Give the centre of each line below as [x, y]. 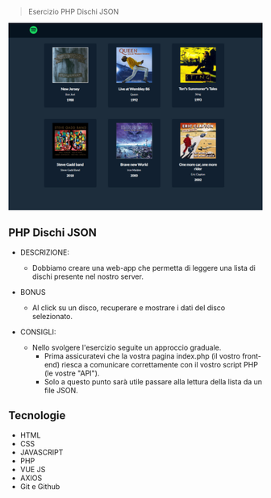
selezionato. [52, 316]
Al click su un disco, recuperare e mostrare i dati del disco [129, 307]
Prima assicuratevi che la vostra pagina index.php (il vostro [142, 356]
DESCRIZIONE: [45, 252]
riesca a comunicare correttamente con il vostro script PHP [160, 364]
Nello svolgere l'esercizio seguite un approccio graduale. [127, 347]
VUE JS [33, 469]
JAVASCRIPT [42, 452]
